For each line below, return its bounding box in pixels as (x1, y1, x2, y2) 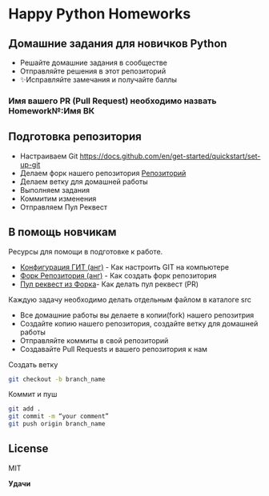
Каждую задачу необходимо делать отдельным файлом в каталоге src (8, 294, 252, 304)
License (8, 442, 49, 456)
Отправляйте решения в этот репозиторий (19, 66, 167, 76)
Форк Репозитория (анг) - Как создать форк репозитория (19, 270, 217, 280)
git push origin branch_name (8, 420, 106, 428)
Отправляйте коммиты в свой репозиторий (19, 335, 169, 345)
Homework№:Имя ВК (8, 105, 94, 116)
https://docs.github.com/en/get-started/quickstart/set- (79, 151, 261, 161)
